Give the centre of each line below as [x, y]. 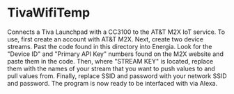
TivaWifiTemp [49, 13]
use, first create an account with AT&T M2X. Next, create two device [106, 39]
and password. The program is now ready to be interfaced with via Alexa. [112, 83]
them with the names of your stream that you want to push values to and [111, 68]
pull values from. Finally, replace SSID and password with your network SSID [117, 76]
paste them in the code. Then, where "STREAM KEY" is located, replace [110, 61]
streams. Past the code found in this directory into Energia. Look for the [110, 46]
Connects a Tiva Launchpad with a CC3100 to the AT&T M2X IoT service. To [116, 32]
